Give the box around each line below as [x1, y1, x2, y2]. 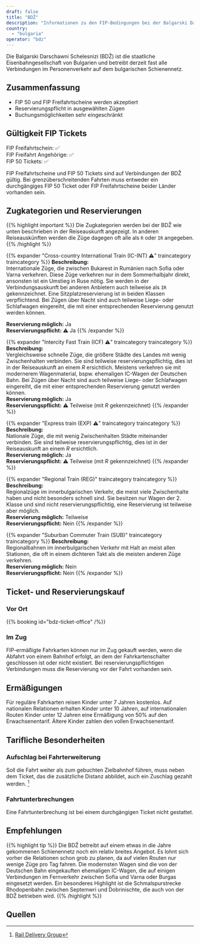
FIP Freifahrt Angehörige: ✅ [6, 151, 74, 158]
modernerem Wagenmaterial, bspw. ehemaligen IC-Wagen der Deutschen [6, 370, 187, 377]
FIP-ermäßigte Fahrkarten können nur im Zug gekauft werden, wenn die [6, 647, 182, 654]
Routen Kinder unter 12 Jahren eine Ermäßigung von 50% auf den [6, 712, 168, 719]
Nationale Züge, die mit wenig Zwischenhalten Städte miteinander [6, 433, 168, 440]
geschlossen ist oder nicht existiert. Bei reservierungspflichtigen [6, 659, 164, 666]
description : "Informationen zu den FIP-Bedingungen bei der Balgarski [6, 20, 187, 26]
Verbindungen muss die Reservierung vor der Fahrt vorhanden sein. [6, 666, 173, 673]
